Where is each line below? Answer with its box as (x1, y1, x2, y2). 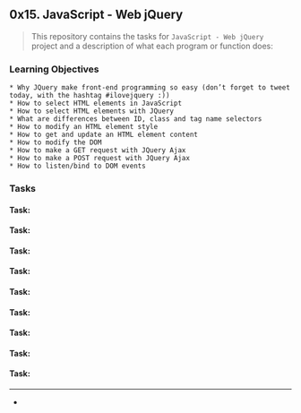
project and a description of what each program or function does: (30, 40, 273, 51)
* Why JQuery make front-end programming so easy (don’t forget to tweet (9, 83, 291, 92)
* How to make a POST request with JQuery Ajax (9, 154, 191, 163)
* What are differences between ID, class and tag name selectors (9, 115, 262, 124)
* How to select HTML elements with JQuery (9, 107, 175, 116)
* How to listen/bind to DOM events (9, 161, 146, 171)
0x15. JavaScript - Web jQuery (9, 7, 184, 22)
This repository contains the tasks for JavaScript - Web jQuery (30, 30, 264, 41)
